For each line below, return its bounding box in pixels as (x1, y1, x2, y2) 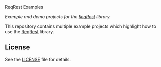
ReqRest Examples (5, 4, 44, 10)
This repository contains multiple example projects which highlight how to (5, 23, 157, 29)
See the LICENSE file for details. (5, 56, 71, 62)
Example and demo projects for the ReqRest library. (5, 14, 111, 19)
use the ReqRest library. (5, 29, 54, 34)
